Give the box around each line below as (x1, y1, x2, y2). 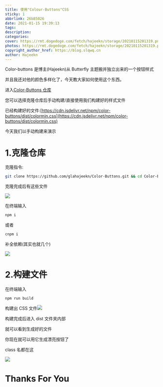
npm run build (5, 295, 34, 301)
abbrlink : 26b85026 (5, 16, 45, 21)
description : (5, 30, 32, 35)
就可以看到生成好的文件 (5, 326, 52, 332)
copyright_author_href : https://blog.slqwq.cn (5, 48, 101, 53)
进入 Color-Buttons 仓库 (5, 87, 52, 93)
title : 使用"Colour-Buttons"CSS (5, 7, 69, 12)
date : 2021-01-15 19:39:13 (5, 20, 60, 26)
